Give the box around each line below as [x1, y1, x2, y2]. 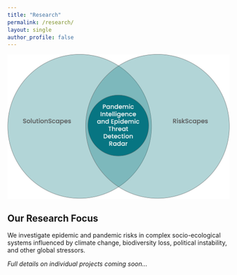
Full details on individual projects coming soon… [7, 259, 148, 268]
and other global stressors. [7, 246, 86, 255]
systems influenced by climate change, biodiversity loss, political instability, [7, 238, 227, 247]
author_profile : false [7, 34, 74, 41]
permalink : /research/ [7, 18, 74, 26]
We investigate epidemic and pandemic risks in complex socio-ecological [7, 231, 221, 240]
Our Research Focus [7, 212, 99, 224]
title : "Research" [7, 11, 61, 18]
